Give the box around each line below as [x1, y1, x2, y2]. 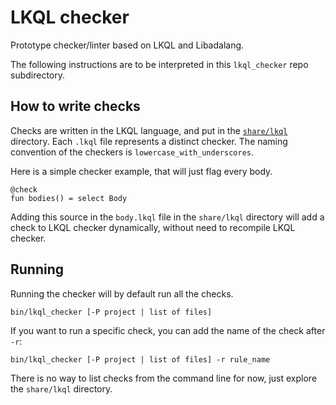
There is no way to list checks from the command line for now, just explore [10, 372, 318, 384]
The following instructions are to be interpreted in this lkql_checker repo [10, 58, 309, 70]
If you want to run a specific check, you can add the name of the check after [10, 324, 326, 336]
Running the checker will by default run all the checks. [10, 287, 234, 300]
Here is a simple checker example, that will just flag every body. [10, 165, 273, 177]
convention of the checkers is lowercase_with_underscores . [10, 146, 255, 158]
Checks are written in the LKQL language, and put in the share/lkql [10, 124, 288, 136]
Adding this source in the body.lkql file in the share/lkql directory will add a [10, 211, 325, 223]
